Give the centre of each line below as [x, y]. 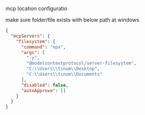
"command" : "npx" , [43, 47]
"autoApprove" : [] [43, 90]
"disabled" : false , [44, 85]
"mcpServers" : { [30, 36]
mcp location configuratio [37, 9]
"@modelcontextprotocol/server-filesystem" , [82, 63]
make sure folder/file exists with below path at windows [72, 20]
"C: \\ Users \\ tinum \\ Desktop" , [63, 69]
